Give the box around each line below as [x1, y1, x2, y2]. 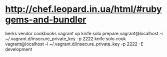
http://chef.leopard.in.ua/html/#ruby [5, 3, 162, 15]
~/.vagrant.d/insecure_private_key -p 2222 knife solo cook [5, 36, 126, 42]
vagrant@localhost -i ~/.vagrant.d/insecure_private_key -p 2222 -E [5, 41, 143, 47]
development [5, 46, 32, 52]
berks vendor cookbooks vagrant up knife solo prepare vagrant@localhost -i [5, 30, 163, 36]
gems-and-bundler [5, 14, 86, 25]
